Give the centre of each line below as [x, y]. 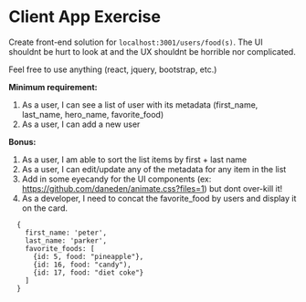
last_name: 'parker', [66, 240]
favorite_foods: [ [60, 248]
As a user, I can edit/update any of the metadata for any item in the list [154, 169]
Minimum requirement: [53, 87]
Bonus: [22, 141]
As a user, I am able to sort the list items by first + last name [134, 159]
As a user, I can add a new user [81, 124]
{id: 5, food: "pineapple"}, [88, 256]
